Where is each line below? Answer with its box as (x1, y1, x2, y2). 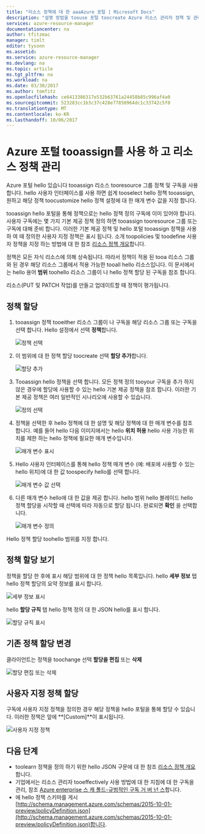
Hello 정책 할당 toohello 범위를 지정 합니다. (6, 535, 109, 542)
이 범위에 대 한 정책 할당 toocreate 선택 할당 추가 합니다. (15, 352, 148, 359)
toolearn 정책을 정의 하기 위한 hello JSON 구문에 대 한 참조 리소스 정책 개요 (15, 763, 196, 771)
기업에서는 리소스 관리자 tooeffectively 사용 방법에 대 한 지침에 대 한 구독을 (15, 778, 195, 786)
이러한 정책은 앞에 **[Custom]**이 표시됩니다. (14, 713, 125, 720)
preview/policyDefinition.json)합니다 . (15, 821, 107, 828)
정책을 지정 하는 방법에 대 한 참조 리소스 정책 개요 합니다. (12, 241, 146, 248)
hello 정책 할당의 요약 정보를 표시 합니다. (6, 579, 103, 587)
